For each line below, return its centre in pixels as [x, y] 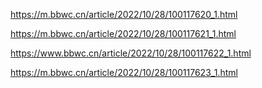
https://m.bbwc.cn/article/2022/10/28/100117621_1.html [123, 33]
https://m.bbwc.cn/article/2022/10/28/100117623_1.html [124, 72]
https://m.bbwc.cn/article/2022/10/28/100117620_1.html [124, 14]
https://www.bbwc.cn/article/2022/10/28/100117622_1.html [131, 53]
